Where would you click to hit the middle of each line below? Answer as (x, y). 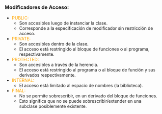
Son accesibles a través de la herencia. (59, 65)
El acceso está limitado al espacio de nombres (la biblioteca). (81, 86)
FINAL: (18, 91)
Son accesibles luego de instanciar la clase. (63, 23)
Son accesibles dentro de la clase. (54, 44)
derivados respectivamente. (47, 75)
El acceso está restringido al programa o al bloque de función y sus (87, 70)
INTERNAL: (23, 80)
